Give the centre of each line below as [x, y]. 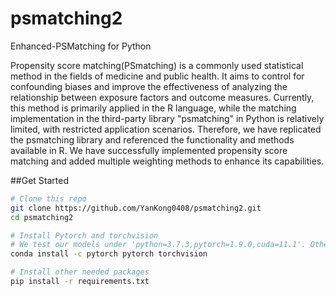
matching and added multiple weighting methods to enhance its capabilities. [167, 161]
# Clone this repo [48, 198]
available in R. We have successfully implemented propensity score [149, 150]
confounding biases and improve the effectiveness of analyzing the [149, 86]
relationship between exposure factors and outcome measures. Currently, [162, 97]
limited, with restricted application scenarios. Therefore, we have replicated [166, 129]
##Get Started [40, 180]
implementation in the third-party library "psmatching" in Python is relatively [167, 118]
